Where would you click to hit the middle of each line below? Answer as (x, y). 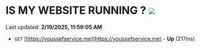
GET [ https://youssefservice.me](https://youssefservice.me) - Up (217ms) (105, 38)
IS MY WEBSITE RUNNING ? (76, 10)
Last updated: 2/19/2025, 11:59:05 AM (54, 27)
